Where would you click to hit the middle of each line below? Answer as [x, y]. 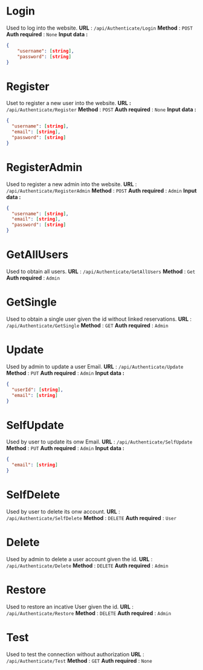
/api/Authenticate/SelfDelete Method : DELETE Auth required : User [92, 518]
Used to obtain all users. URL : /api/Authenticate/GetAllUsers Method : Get [101, 271]
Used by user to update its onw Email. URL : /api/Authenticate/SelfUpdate [99, 442]
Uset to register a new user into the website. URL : [69, 103]
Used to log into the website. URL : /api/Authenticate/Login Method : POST [100, 28]
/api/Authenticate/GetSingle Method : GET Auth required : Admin [87, 325]
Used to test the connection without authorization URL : [75, 654]
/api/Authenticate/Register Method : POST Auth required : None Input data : [101, 109]
